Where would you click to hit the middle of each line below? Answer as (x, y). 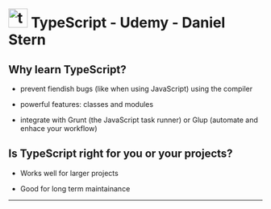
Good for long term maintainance (75, 188)
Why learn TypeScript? (67, 70)
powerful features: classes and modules (87, 104)
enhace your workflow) (58, 128)
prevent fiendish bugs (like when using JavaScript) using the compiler (136, 89)
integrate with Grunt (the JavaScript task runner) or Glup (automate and (139, 120)
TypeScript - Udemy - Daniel (128, 23)
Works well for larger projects (69, 173)
